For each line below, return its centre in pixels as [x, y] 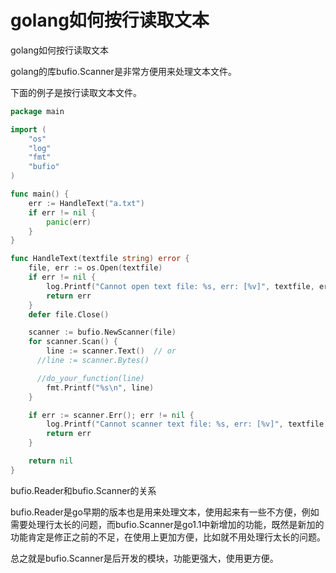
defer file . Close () [69, 314]
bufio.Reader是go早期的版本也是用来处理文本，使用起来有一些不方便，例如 [165, 512]
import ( [28, 129]
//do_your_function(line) [90, 378]
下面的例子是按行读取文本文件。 [76, 92]
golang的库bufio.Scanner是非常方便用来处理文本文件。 [123, 71]
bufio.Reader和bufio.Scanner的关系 [83, 490]
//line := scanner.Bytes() [93, 361]
